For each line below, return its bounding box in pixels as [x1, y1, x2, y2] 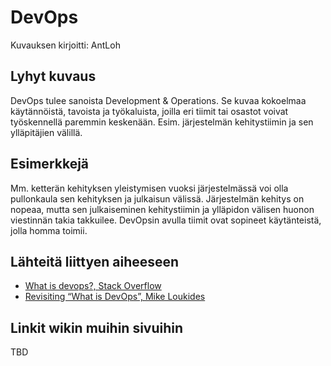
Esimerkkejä [10, 156, 90, 173]
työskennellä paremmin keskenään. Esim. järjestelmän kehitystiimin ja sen [10, 116, 314, 128]
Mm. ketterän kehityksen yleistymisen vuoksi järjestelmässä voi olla [10, 182, 289, 194]
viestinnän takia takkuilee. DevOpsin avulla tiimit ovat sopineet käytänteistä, [10, 214, 322, 226]
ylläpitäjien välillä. [10, 126, 83, 138]
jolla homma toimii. [10, 224, 88, 236]
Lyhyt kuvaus [10, 68, 97, 85]
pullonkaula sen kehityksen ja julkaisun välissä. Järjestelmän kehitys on [10, 192, 305, 205]
